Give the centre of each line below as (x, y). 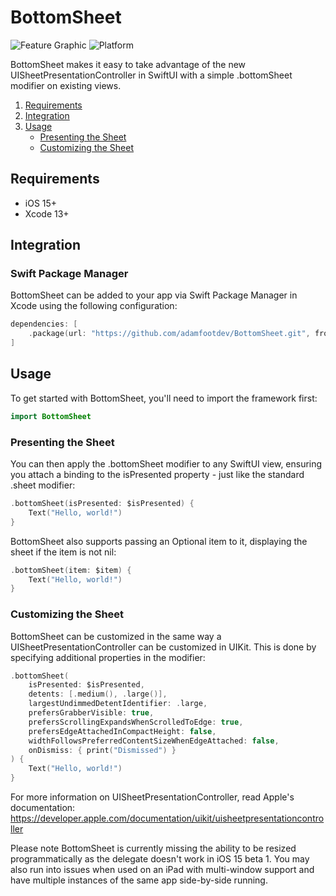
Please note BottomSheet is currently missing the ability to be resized (153, 848)
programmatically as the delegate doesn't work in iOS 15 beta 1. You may (160, 859)
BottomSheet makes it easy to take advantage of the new (128, 64)
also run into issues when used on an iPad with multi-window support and (162, 870)
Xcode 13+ (47, 213)
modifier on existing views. (66, 85)
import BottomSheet (51, 416)
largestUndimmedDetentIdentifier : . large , (118, 704)
